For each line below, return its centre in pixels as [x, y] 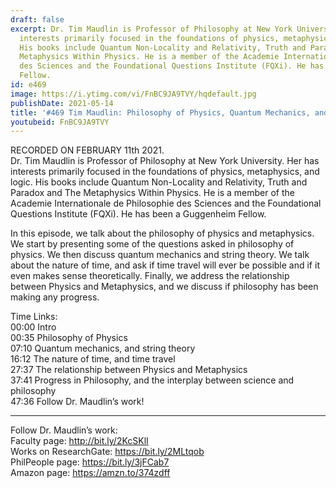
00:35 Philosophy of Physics [69, 338]
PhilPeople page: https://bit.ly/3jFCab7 [90, 462]
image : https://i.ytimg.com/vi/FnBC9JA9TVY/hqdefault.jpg [133, 94]
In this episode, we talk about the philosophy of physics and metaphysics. [162, 233]
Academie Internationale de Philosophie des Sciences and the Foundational [166, 203]
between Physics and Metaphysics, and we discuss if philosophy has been [164, 287]
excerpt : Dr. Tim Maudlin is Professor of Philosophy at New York [151, 29]
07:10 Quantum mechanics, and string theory [103, 348]
